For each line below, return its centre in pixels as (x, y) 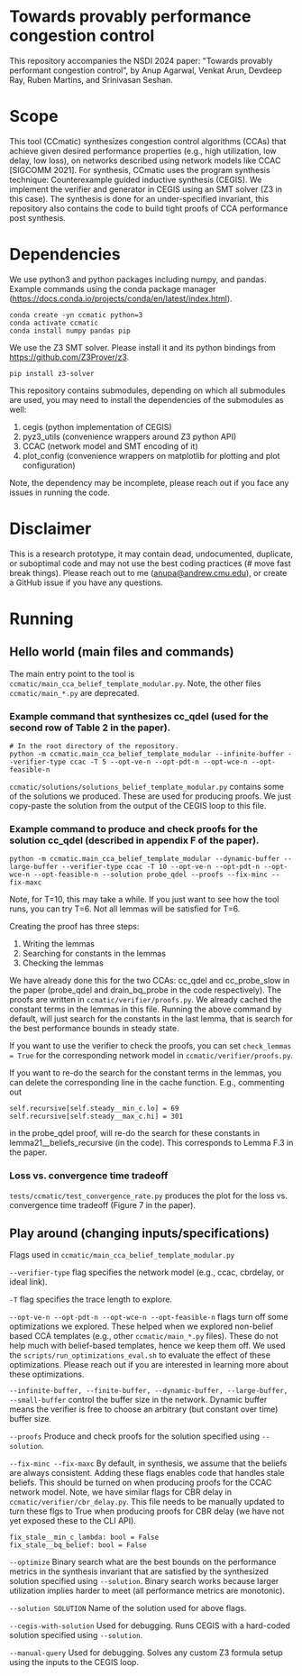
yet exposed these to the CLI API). (73, 1521)
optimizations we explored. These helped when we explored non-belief (142, 1326)
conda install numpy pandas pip (70, 331)
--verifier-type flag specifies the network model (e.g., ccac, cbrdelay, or (147, 1272)
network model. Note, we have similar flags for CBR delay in (121, 1492)
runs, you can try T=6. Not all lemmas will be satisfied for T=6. (125, 909)
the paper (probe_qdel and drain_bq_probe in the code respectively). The (146, 990)
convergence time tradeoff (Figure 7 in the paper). (103, 1204)
